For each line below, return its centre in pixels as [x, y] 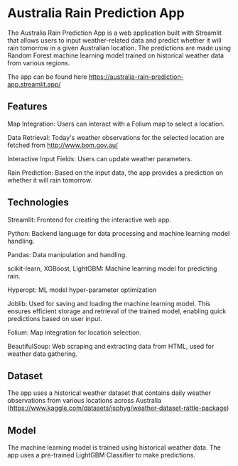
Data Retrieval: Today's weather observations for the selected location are [116, 137]
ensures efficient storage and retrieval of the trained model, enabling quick [117, 311]
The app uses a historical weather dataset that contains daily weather [109, 393]
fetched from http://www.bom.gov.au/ [63, 145]
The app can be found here [47, 77]
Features [27, 107]
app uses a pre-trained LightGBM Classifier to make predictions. [101, 455]
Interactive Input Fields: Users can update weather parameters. [100, 158]
